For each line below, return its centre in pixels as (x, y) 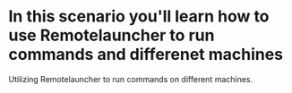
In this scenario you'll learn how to (139, 17)
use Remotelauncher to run (112, 35)
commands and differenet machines (146, 55)
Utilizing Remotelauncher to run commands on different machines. (131, 79)
